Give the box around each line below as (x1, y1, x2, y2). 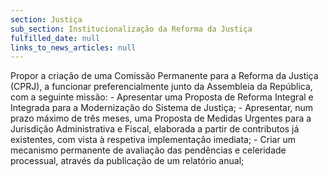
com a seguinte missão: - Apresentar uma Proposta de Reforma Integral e (10, 91, 314, 103)
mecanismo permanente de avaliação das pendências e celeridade (10, 144, 287, 156)
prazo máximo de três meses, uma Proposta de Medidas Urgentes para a (10, 112, 312, 125)
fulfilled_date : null (10, 33, 101, 43)
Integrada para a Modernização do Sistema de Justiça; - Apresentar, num (10, 102, 314, 114)
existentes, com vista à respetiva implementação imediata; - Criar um (10, 134, 297, 146)
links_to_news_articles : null (10, 42, 137, 53)
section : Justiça (10, 14, 83, 25)
